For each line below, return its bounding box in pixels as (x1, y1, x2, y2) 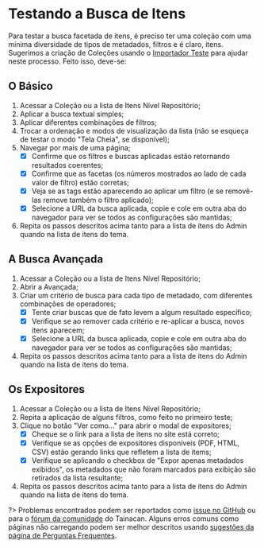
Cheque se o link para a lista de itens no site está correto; (31, 429, 220, 438)
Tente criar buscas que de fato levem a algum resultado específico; (31, 307, 252, 317)
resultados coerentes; (31, 160, 104, 169)
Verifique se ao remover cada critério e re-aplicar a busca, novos (31, 316, 245, 326)
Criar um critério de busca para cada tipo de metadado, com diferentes (19, 290, 253, 300)
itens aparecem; (31, 325, 85, 335)
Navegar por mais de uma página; (19, 142, 131, 152)
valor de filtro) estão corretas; (31, 177, 129, 187)
